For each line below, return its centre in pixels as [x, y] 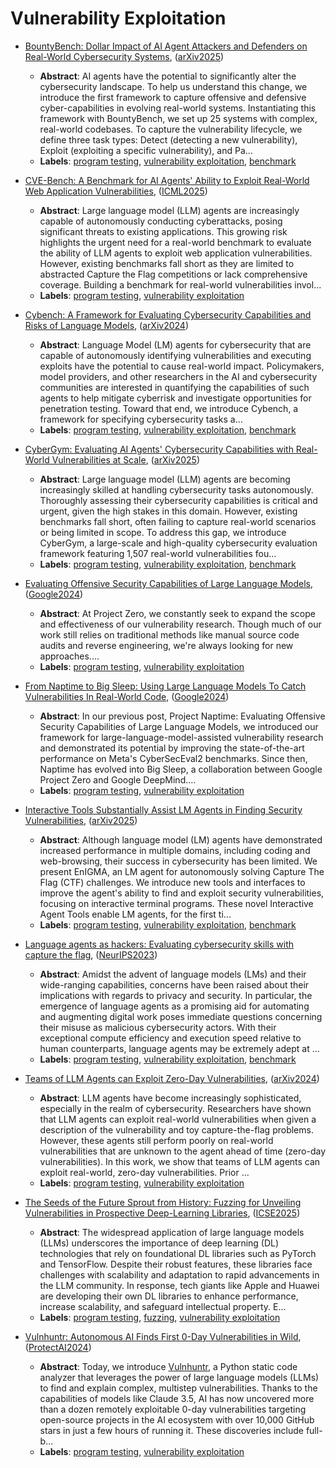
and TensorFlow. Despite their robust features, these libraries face [176, 1264]
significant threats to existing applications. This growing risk [163, 231]
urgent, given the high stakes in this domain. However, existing [168, 511]
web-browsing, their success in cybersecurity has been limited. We [178, 861]
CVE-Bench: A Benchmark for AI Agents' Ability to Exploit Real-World [167, 180]
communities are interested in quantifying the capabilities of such [174, 387]
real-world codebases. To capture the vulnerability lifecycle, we [171, 129]
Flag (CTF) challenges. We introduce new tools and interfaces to [172, 882]
